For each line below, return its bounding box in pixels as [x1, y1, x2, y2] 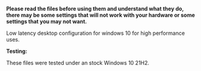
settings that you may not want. [6, 18, 87, 25]
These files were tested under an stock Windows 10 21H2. [6, 60, 150, 66]
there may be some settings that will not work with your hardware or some [6, 11, 195, 19]
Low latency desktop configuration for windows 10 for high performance [6, 29, 185, 37]
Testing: [6, 48, 28, 55]
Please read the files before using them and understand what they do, [6, 5, 184, 12]
